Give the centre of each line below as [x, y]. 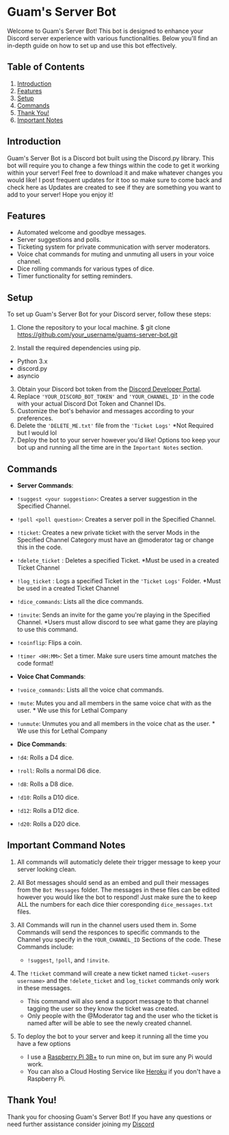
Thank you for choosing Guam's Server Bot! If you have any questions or [109, 1116]
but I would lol [37, 433]
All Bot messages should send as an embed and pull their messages [113, 882]
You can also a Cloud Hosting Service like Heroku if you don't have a [124, 1071]
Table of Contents [46, 67]
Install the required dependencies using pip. [79, 348]
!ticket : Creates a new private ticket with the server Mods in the [108, 533]
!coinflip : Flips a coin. [50, 643]
